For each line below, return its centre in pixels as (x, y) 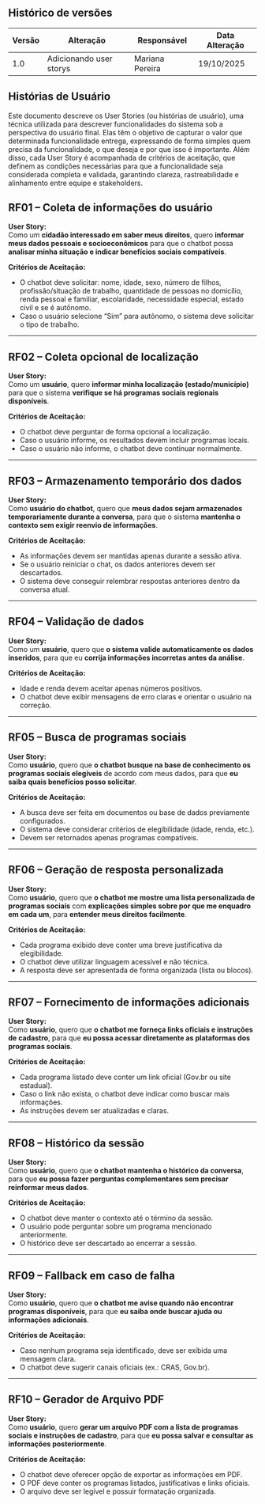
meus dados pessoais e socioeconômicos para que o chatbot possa (121, 244)
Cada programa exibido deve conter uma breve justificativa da (121, 945)
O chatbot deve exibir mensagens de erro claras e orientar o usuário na (136, 696)
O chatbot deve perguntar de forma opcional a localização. (115, 432)
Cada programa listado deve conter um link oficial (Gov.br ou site (125, 1077)
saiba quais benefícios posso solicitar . (73, 782)
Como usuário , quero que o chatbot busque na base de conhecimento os (129, 765)
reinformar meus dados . (49, 1188)
